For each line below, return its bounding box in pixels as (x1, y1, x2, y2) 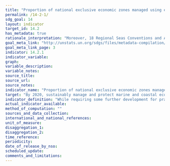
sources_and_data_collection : (5, 111, 69, 116)
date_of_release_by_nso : (5, 144, 58, 149)
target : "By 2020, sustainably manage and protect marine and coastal (5, 92, 157, 97)
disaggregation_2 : (5, 130, 44, 135)
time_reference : (5, 135, 39, 140)
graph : (5, 59, 19, 64)
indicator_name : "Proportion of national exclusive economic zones (5, 87, 151, 93)
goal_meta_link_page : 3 (5, 45, 56, 50)
